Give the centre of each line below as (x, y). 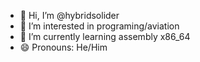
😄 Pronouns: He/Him (63, 47)
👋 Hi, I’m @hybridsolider (69, 15)
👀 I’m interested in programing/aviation (99, 26)
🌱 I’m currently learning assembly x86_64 (105, 36)
